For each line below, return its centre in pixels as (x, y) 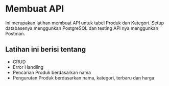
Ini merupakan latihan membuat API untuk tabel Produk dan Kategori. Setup (85, 23)
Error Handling (28, 67)
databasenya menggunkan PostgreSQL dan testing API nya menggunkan (82, 28)
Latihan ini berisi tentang (46, 49)
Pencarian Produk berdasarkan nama (52, 72)
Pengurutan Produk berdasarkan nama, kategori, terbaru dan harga (83, 78)
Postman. (15, 33)
